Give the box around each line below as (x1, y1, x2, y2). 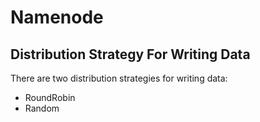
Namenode (10, 6, 104, 29)
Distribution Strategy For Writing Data (10, 46, 251, 63)
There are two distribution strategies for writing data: (10, 72, 228, 84)
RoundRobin (24, 92, 76, 103)
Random (24, 102, 60, 114)
